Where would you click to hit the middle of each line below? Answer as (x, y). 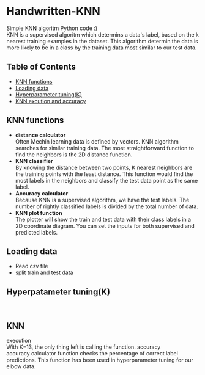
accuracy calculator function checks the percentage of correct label (92, 353)
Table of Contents (41, 67)
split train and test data (44, 272)
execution (19, 340)
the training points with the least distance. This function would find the (104, 174)
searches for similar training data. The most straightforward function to (105, 148)
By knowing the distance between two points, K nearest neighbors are (104, 167)
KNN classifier (34, 161)
